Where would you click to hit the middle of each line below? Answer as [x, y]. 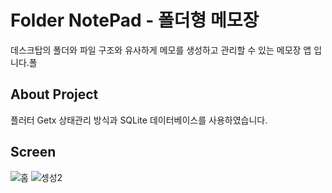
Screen [33, 152]
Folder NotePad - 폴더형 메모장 [135, 20]
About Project [54, 94]
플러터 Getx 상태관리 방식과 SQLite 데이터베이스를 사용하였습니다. [139, 120]
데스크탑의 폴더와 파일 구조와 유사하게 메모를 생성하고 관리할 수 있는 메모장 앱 [161, 50]
